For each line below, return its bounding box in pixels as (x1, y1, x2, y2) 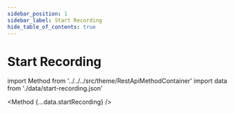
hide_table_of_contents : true (7, 23, 97, 30)
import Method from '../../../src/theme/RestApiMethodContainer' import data (7, 77, 228, 85)
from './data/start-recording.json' (7, 84, 104, 93)
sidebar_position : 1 (7, 10, 68, 18)
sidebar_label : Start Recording (7, 17, 102, 24)
